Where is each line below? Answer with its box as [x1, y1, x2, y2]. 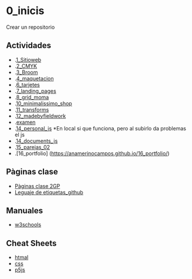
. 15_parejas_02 [14, 143, 50, 150]
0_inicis [6, 4, 45, 18]
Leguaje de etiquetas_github [14, 189, 83, 196]
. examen [14, 119, 36, 126]
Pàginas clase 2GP [14, 182, 60, 189]
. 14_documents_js [14, 137, 58, 144]
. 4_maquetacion [14, 75, 54, 82]
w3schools [14, 221, 42, 228]
